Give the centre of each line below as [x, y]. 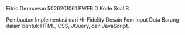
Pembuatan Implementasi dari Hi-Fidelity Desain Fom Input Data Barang [93, 20]
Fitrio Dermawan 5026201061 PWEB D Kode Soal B [68, 8]
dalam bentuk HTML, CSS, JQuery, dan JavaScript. [68, 26]
